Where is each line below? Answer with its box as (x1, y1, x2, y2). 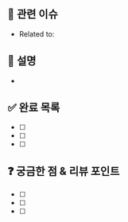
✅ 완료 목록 (7, 101, 60, 115)
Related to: (18, 29, 55, 38)
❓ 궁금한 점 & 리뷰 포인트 (7, 164, 120, 177)
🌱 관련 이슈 (7, 7, 59, 21)
